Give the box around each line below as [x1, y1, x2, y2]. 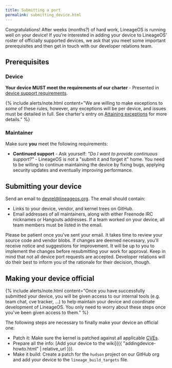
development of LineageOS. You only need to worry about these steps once [5, 304, 166, 311]
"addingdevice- [123, 340, 156, 346]
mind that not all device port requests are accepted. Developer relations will [5, 254, 165, 260]
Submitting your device [5, 182, 82, 190]
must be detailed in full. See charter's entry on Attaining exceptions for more [5, 111, 167, 117]
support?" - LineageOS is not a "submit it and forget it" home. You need [12, 156, 165, 162]
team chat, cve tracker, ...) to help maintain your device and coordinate [5, 299, 155, 305]
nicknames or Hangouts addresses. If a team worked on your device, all [12, 217, 165, 223]
